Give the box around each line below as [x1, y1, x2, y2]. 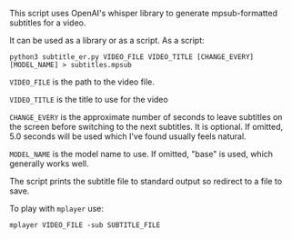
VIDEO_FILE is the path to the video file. [9, 76, 155, 87]
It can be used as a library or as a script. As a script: [9, 35, 205, 45]
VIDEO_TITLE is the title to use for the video [9, 95, 168, 105]
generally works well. [9, 158, 89, 169]
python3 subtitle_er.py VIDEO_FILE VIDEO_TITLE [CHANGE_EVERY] [9, 53, 255, 62]
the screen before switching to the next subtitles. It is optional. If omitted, [9, 122, 284, 132]
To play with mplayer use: [9, 204, 105, 214]
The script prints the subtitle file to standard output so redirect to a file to [9, 176, 283, 186]
